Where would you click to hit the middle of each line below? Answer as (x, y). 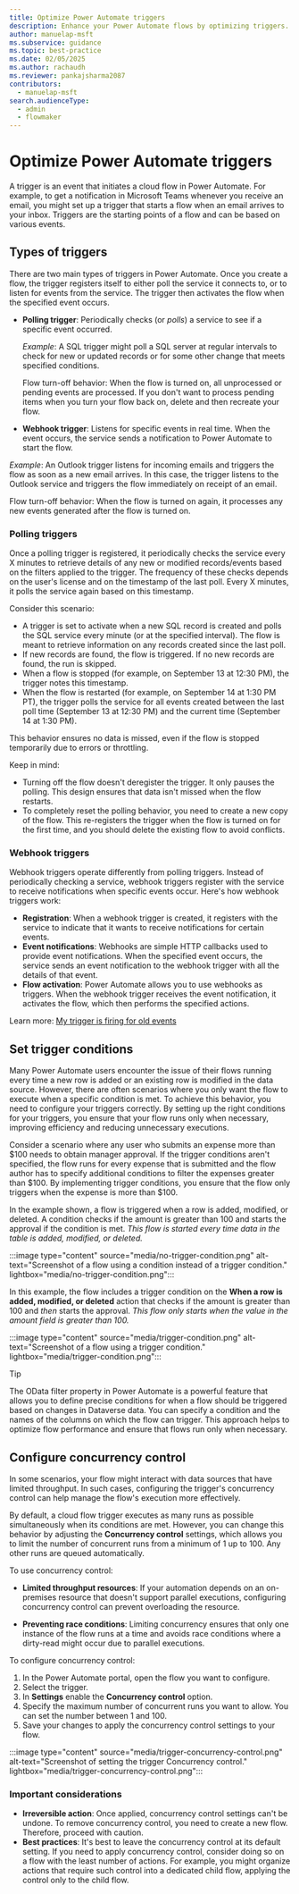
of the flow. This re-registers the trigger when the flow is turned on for (151, 821)
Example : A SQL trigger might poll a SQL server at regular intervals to (149, 346)
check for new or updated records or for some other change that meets (154, 356)
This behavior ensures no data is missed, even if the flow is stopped (134, 738)
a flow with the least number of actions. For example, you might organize (156, 1861)
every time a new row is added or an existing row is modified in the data (141, 1080)
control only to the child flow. (75, 1880)
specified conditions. (61, 365)
